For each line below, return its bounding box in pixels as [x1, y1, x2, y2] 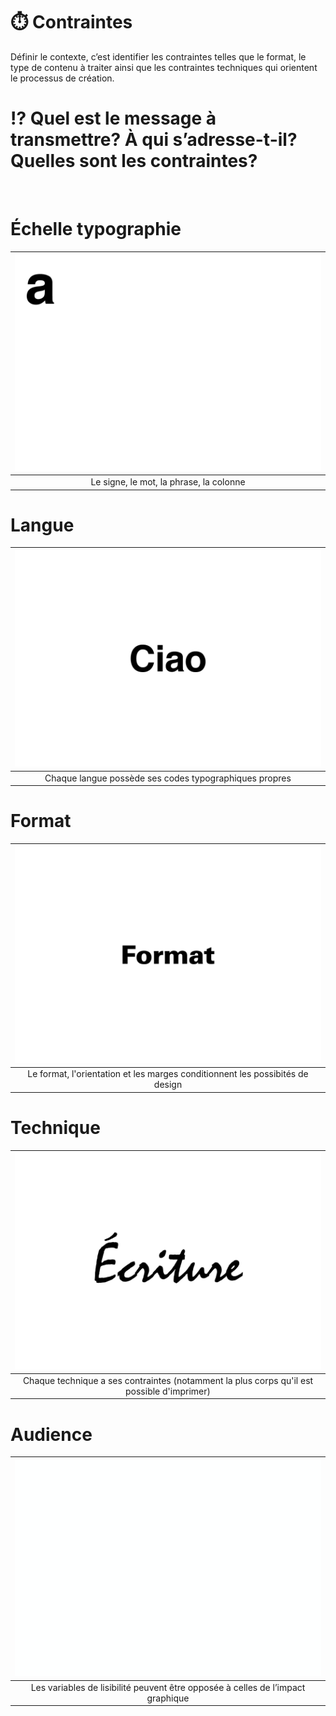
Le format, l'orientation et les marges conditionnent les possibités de [27, 1068, 309, 1080]
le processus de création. [10, 72, 115, 84]
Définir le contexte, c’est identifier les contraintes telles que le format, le [10, 50, 307, 63]
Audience [10, 1423, 93, 1446]
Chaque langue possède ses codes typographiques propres [44, 772, 292, 784]
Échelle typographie [10, 218, 182, 241]
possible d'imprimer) [125, 1385, 211, 1397]
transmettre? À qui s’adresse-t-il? [10, 129, 298, 151]
